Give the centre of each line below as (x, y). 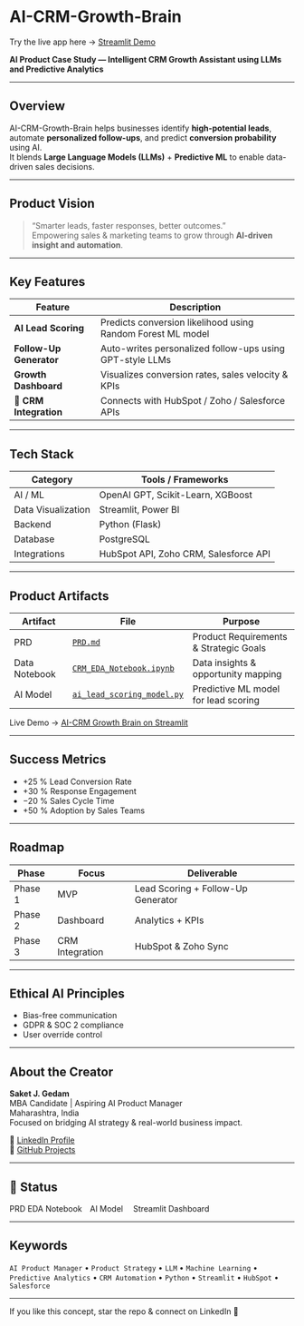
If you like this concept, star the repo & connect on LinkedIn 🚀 (124, 1311)
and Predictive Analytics (57, 69)
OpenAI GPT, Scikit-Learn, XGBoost (176, 495)
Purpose (242, 621)
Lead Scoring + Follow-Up (191, 889)
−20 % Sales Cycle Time (68, 801)
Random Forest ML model (155, 334)
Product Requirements (240, 637)
